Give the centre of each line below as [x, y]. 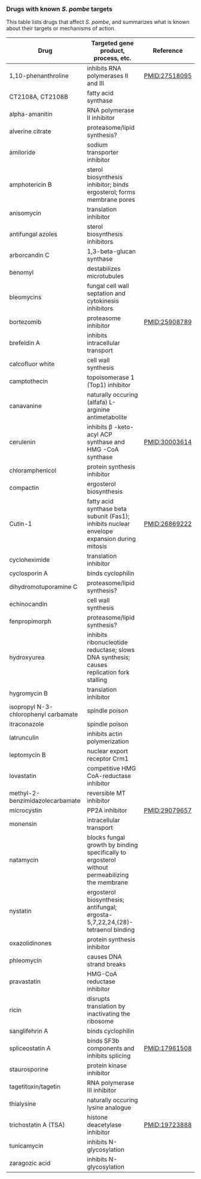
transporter [103, 152]
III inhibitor [101, 1090]
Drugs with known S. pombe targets [59, 9]
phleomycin [25, 960]
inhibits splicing [109, 1056]
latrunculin [24, 738]
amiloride [22, 152]
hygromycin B [28, 693]
